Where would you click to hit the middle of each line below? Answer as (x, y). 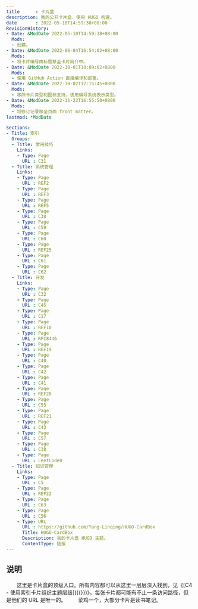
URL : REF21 (37, 416)
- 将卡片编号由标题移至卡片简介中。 (50, 61)
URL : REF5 (35, 205)
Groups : (21, 139)
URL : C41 (34, 383)
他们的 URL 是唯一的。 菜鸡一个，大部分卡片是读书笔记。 (86, 599)
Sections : (18, 128)
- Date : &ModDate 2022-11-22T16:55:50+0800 (61, 100)
